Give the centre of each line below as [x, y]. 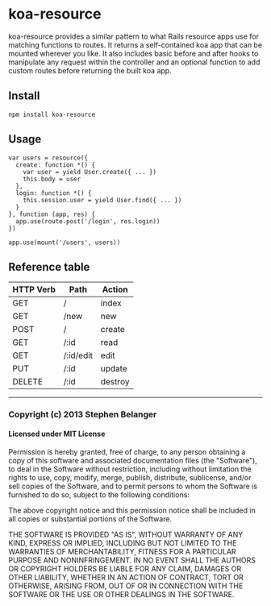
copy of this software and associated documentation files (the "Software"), [133, 460]
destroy [115, 382]
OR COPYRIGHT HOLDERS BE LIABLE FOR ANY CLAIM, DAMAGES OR [125, 568]
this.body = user [52, 179]
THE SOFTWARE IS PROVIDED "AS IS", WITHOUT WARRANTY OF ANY [126, 534]
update [114, 369]
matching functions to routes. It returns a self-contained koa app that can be [135, 44]
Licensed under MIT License [57, 434]
